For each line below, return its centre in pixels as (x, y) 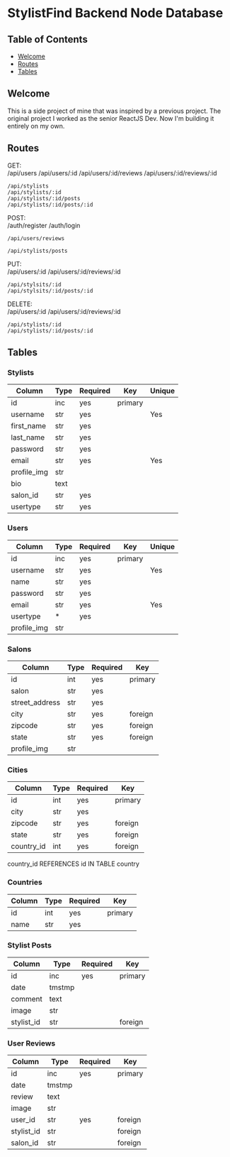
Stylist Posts (29, 945)
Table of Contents (48, 39)
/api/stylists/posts (38, 251)
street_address (36, 702)
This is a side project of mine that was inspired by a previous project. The (114, 111)
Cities (18, 770)
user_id (23, 1120)
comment (27, 999)
